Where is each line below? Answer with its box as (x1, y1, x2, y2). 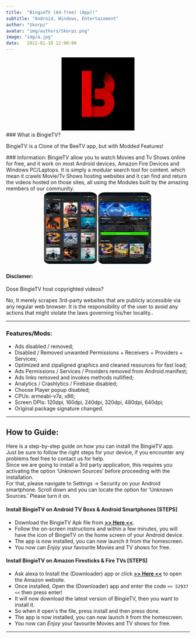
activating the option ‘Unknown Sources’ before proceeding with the (6, 468, 170, 475)
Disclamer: (6, 273, 33, 280)
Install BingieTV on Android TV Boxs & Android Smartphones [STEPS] (6, 506, 178, 513)
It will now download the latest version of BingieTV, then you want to (14, 595, 179, 602)
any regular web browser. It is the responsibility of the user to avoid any (6, 303, 178, 310)
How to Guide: (6, 427, 59, 437)
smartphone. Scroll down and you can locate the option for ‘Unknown (6, 486, 173, 494)
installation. (6, 474, 34, 481)
